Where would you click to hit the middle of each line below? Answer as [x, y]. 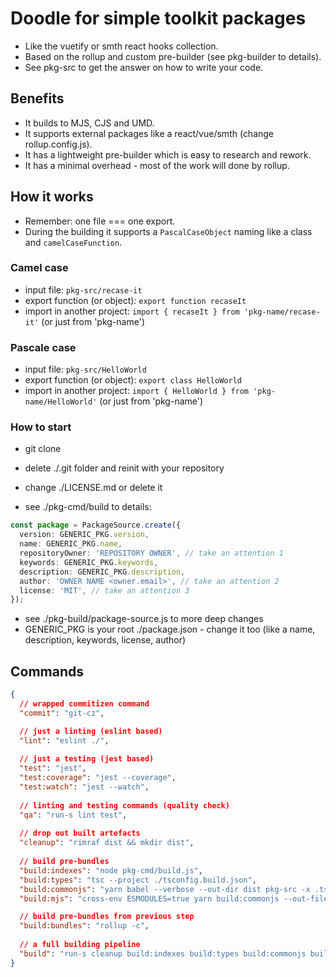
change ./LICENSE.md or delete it [93, 488]
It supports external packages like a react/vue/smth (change [149, 133]
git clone [43, 449]
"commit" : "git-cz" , [62, 713]
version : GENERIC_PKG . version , [84, 535]
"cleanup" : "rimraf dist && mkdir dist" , [107, 843]
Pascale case [43, 347]
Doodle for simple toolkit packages [158, 18]
